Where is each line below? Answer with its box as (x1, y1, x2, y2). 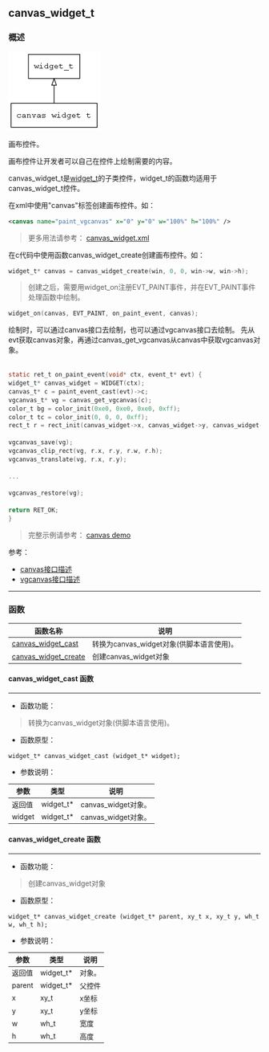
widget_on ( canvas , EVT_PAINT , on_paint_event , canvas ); (8, 309, 199, 318)
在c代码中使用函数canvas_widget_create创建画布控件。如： (8, 250, 206, 259)
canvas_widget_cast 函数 (8, 674, 94, 683)
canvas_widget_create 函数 (8, 834, 102, 844)
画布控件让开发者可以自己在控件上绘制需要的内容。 (8, 156, 177, 165)
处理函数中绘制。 (27, 292, 85, 302)
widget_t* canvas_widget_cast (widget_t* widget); (8, 752, 181, 760)
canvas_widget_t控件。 (8, 183, 85, 193)
